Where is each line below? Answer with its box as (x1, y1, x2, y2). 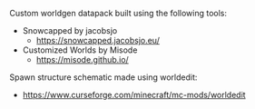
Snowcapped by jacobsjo (22, 25, 118, 35)
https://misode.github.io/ (35, 54, 129, 64)
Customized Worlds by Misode (22, 45, 138, 55)
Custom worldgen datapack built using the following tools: (9, 8, 228, 18)
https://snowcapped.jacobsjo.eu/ (35, 35, 161, 45)
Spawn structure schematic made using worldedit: (9, 72, 198, 83)
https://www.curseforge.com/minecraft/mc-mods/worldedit (22, 90, 247, 100)
